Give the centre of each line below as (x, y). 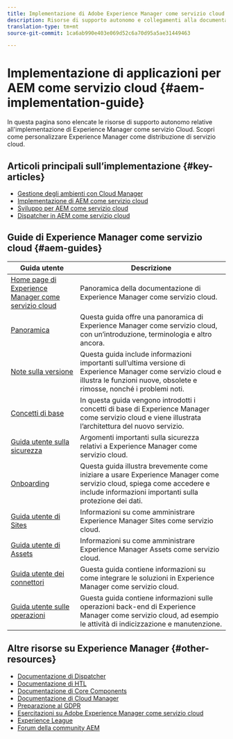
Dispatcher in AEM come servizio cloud (74, 215)
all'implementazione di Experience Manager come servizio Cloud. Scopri (111, 130)
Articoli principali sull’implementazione (94, 166)
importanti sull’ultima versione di (133, 363)
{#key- (198, 166)
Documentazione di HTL (52, 683)
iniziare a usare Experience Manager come (150, 475)
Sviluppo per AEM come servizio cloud (72, 208)
